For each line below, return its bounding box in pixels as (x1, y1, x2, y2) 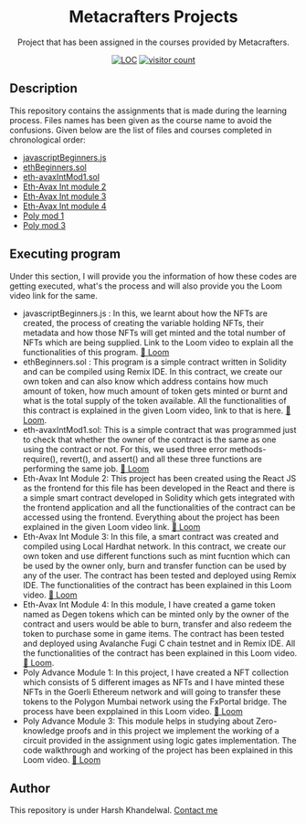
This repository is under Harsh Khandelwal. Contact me (9, 805, 218, 816)
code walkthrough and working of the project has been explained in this (22, 745, 294, 755)
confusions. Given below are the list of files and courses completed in (9, 124, 272, 135)
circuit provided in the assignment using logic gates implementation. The (22, 734, 297, 745)
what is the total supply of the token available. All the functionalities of (22, 395, 287, 406)
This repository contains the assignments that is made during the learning (9, 105, 288, 116)
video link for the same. (9, 290, 99, 301)
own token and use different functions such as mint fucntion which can (22, 550, 290, 561)
